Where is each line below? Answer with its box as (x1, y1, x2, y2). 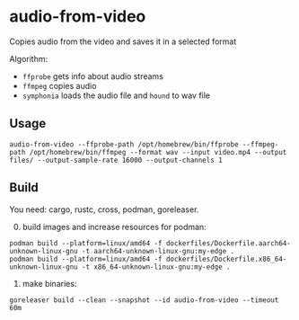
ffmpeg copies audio (22, 80, 97, 91)
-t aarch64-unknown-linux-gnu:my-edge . (81, 246, 235, 255)
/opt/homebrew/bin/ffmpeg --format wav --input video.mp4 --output (29, 147, 287, 156)
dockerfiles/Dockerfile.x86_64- (165, 254, 287, 263)
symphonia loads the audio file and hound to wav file (22, 90, 211, 101)
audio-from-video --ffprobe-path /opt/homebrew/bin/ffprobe (9, 139, 240, 149)
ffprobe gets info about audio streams (22, 70, 164, 82)
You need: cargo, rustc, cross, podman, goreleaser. (9, 204, 199, 215)
